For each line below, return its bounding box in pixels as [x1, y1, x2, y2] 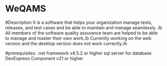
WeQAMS [5, 3, 46, 14]
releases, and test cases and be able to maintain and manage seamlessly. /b [5, 24, 162, 30]
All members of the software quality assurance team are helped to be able [5, 30, 158, 36]
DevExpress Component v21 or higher [5, 55, 83, 61]
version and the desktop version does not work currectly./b [5, 40, 127, 46]
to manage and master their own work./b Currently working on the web [5, 35, 151, 41]
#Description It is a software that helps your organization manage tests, [5, 19, 152, 25]
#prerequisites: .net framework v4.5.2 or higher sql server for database [5, 50, 151, 56]
